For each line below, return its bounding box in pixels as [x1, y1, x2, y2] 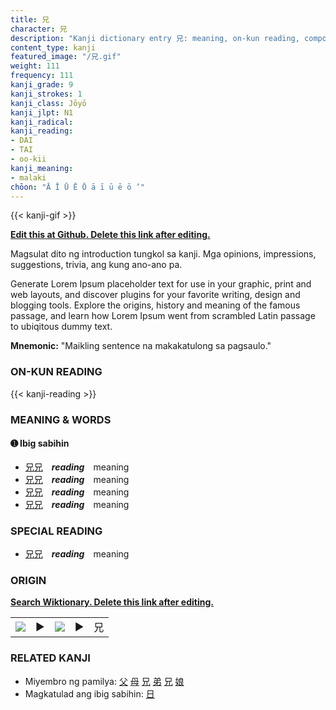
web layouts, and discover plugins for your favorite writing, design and [10, 289, 301, 301]
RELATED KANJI [10, 651, 91, 665]
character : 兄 [10, 24, 68, 34]
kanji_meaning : [10, 163, 74, 173]
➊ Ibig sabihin [10, 437, 70, 450]
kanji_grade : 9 [10, 80, 74, 90]
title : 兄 [10, 14, 50, 25]
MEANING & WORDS [10, 412, 112, 426]
